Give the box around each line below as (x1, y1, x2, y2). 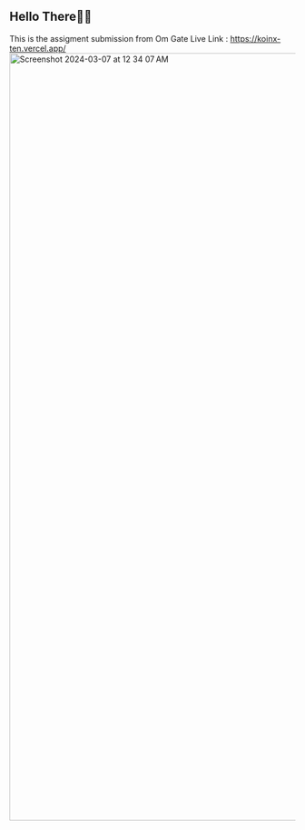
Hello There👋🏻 (9, 9, 93, 25)
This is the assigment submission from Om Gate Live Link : (9, 33, 229, 44)
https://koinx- (230, 33, 281, 44)
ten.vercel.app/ (9, 43, 66, 54)
